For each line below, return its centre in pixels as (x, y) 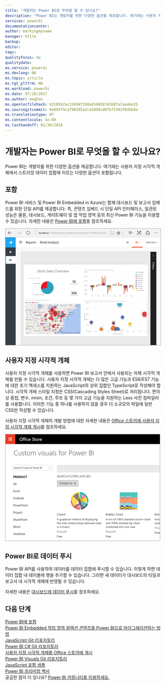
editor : (13, 47)
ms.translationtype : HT (30, 115)
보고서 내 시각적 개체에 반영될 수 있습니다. (45, 581)
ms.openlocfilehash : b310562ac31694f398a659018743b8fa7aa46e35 (72, 104)
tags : (11, 52)
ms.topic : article (24, 78)
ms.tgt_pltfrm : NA (24, 84)
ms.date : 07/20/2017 (26, 94)
